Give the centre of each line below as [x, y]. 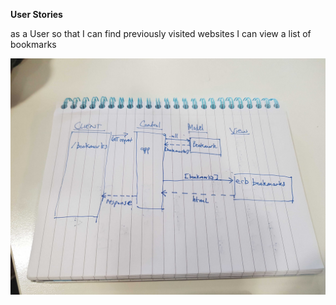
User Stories [36, 14]
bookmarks [33, 44]
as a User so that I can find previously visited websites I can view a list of [161, 33]
